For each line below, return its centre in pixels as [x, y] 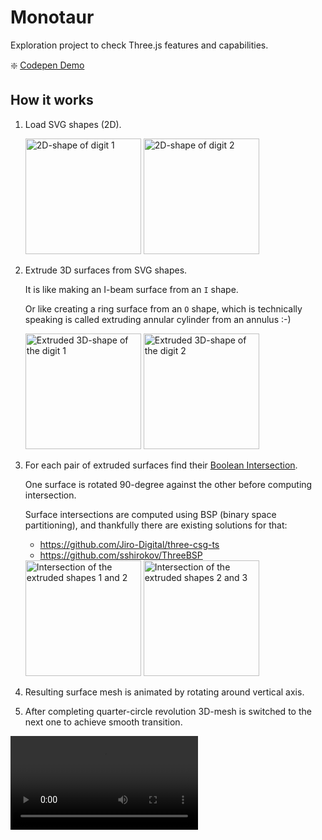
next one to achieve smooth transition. [103, 722]
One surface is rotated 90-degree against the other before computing [168, 484]
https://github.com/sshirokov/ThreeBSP [121, 555]
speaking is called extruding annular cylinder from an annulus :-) [158, 319]
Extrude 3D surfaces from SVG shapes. [106, 270]
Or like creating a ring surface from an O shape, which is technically [163, 308]
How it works [52, 100]
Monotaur [52, 17]
